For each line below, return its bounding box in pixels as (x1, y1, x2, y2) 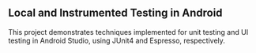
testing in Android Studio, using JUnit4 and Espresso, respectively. (8, 36, 225, 45)
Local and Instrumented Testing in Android (8, 6, 223, 20)
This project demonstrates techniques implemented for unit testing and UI (8, 27, 249, 36)
